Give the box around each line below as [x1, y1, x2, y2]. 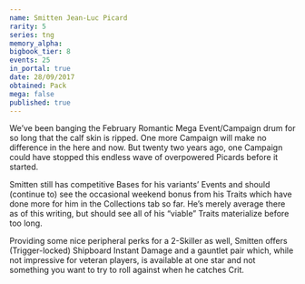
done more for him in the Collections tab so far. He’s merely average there [9, 198, 286, 209]
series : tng [9, 30, 54, 39]
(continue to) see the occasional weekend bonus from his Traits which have [9, 188, 292, 200]
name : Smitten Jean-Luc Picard [9, 13, 128, 23]
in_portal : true [9, 65, 71, 74]
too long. [9, 218, 43, 228]
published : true [9, 97, 71, 107]
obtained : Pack [9, 81, 67, 90]
